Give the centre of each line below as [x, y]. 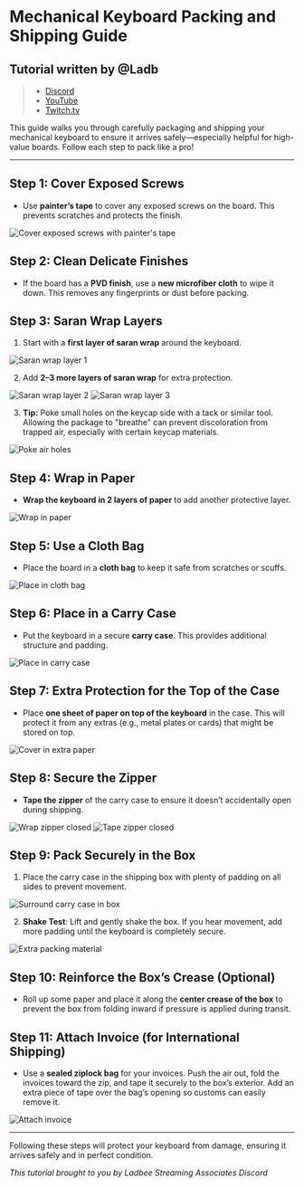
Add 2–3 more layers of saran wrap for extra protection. [128, 378]
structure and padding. [65, 645]
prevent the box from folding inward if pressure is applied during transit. [157, 1009]
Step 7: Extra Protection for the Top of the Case [145, 691]
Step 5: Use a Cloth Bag [77, 546]
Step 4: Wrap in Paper [72, 478]
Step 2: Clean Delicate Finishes [99, 261]
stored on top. [48, 732]
